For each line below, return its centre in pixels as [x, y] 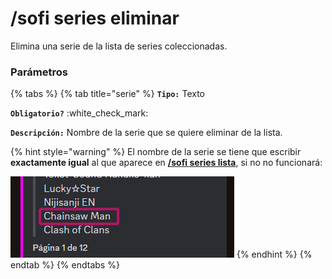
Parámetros [39, 72]
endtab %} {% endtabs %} [65, 265]
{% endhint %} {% [274, 254]
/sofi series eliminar [95, 18]
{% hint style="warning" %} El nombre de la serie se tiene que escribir [156, 152]
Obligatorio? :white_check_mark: [79, 113]
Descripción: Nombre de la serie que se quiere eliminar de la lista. [146, 133]
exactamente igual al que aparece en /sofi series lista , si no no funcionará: [166, 163]
